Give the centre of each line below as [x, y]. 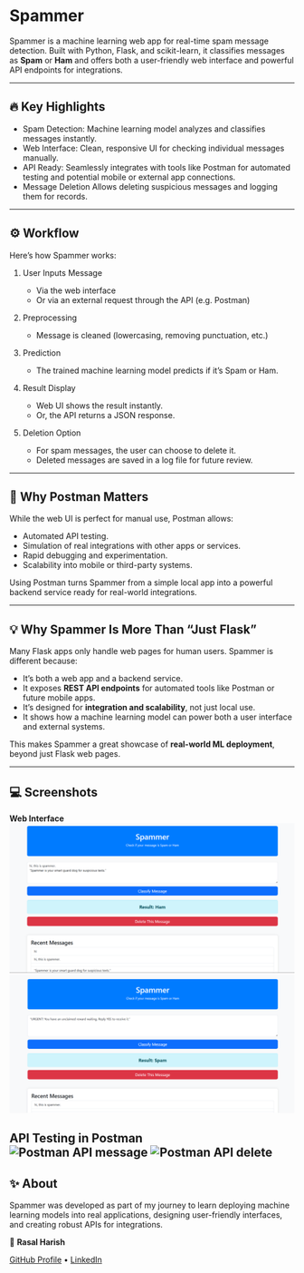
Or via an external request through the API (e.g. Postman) [143, 299]
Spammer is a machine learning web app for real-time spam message [139, 41]
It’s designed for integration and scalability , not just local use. [139, 708]
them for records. [55, 196]
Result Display [49, 387]
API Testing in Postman [76, 1138]
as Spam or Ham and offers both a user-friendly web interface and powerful [152, 60]
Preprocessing [50, 318]
